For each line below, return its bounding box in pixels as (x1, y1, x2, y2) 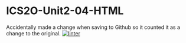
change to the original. (6, 29, 61, 37)
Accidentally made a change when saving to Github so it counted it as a (6, 24, 181, 31)
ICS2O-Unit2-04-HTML (6, 4, 124, 18)
